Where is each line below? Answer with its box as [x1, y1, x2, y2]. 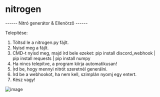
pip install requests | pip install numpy [12, 55, 91, 61]
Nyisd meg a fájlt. [12, 44, 49, 50]
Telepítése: [5, 29, 28, 35]
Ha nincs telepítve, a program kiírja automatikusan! [12, 60, 117, 66]
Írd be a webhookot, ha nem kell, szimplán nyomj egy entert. [12, 71, 137, 77]
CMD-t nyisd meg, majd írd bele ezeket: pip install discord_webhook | [12, 50, 156, 56]
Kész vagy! [12, 76, 36, 82]
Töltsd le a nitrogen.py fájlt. [12, 39, 69, 45]
